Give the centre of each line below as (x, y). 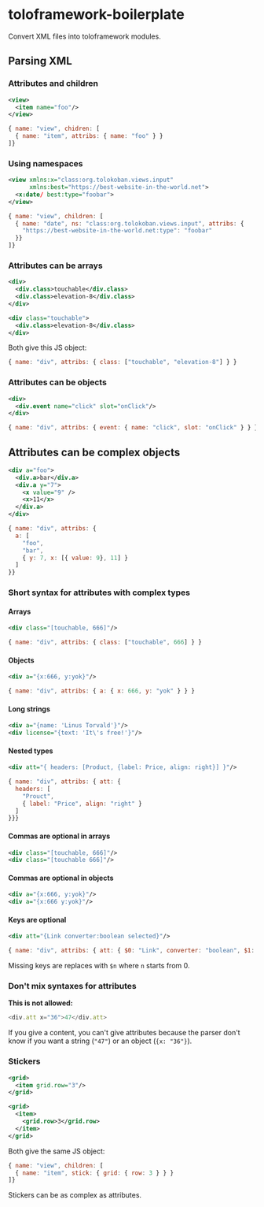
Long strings (29, 709)
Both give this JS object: (48, 347)
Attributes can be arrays (56, 266)
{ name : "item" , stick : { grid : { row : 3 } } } (95, 1173)
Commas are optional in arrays (59, 836)
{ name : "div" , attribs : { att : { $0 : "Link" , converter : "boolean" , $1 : (132, 951)
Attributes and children (53, 84)
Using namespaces (46, 163)
